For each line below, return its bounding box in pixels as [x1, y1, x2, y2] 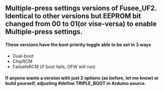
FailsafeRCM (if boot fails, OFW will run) [12, 63, 96, 69]
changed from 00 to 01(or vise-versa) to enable [5, 20, 157, 28]
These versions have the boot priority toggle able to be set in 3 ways [5, 41, 151, 47]
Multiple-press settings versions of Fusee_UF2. [5, 4, 157, 13]
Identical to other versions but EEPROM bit [5, 12, 141, 21]
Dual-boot [12, 53, 34, 59]
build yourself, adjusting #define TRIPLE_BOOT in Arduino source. [5, 80, 146, 86]
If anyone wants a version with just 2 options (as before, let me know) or [5, 75, 159, 81]
